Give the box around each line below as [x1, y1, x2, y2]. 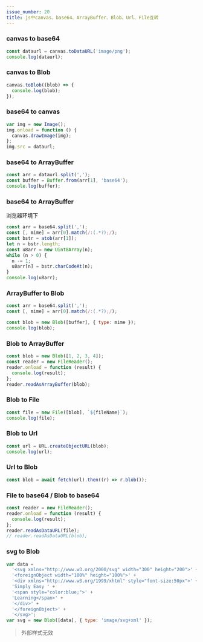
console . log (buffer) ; [6, 183, 61, 190]
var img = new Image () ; [6, 121, 66, 127]
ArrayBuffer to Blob [6, 289, 65, 297]
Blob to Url [6, 429, 38, 438]
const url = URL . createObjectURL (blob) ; [6, 443, 110, 449]
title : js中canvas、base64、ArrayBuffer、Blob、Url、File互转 [6, 15, 159, 21]
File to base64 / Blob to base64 [6, 491, 100, 500]
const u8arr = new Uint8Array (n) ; [6, 247, 94, 253]
